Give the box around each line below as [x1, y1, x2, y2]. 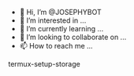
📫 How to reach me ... [19, 42, 93, 50]
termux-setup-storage [8, 60, 80, 68]
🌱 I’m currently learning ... [19, 24, 104, 33]
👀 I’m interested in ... [19, 16, 87, 25]
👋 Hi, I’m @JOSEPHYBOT [19, 8, 102, 16]
